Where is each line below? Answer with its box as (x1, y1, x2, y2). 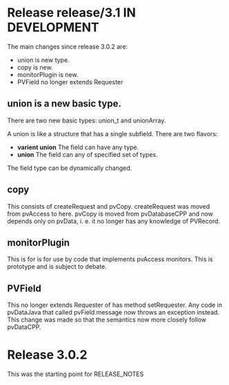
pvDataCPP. (7, 323, 41, 331)
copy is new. (17, 63, 53, 71)
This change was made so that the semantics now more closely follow (7, 316, 207, 324)
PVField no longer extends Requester (17, 77, 123, 86)
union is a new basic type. (7, 98, 122, 110)
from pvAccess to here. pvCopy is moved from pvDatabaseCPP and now (7, 209, 214, 218)
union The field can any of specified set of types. (17, 150, 158, 158)
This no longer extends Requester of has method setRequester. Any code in (7, 301, 223, 309)
